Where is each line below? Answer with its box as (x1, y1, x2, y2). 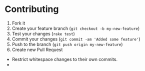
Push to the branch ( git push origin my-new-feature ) (11, 41, 123, 47)
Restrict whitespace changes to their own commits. (11, 56, 118, 62)
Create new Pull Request (11, 46, 63, 52)
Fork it (11, 20, 25, 26)
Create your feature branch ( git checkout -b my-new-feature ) (11, 25, 140, 31)
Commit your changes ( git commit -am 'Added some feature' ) (11, 36, 140, 42)
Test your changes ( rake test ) (11, 30, 75, 36)
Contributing (4, 3, 59, 15)
